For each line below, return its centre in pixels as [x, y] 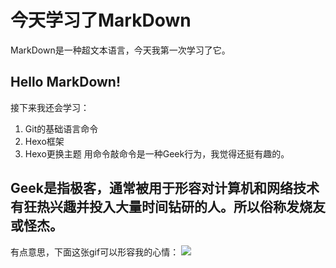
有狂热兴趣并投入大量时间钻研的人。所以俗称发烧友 [168, 207]
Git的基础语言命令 [61, 128]
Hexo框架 [44, 141]
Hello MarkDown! [66, 82]
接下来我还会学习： [50, 107]
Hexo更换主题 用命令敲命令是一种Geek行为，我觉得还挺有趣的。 [157, 153]
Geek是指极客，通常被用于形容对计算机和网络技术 [165, 188]
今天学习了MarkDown [101, 20]
